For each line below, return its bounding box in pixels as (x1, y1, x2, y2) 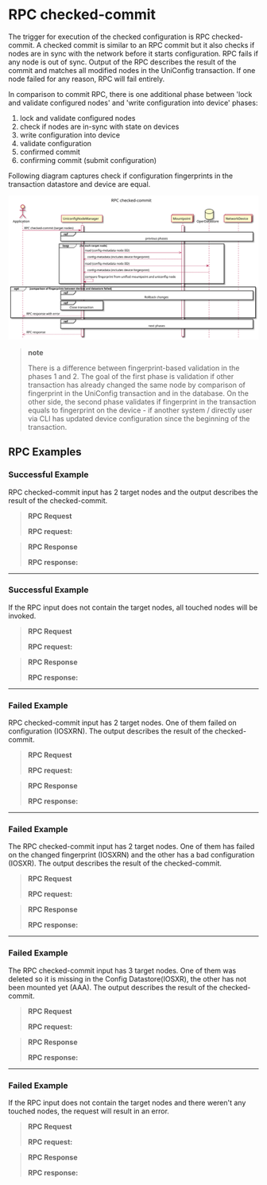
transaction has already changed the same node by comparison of (27, 380, 246, 389)
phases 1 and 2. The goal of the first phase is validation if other (27, 371, 234, 381)
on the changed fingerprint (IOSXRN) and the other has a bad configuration (8, 850, 255, 860)
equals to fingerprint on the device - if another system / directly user (27, 405, 253, 415)
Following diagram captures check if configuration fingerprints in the (8, 171, 233, 180)
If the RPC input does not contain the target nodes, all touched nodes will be (8, 602, 258, 612)
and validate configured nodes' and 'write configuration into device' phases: (8, 98, 258, 107)
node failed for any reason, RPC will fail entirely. (8, 74, 165, 83)
